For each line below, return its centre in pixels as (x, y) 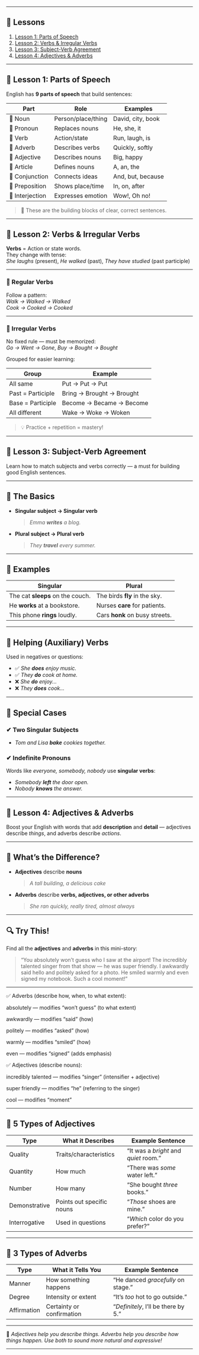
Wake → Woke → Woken (96, 413)
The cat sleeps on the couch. (50, 596)
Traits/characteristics (85, 1154)
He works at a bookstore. (44, 606)
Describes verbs (77, 147)
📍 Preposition (28, 186)
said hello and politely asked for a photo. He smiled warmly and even (105, 972)
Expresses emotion (81, 195)
